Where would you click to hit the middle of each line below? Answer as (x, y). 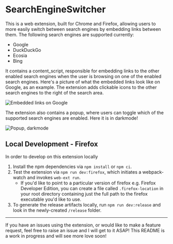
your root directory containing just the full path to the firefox (84, 194)
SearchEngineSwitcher (56, 10)
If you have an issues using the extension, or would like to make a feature (83, 225)
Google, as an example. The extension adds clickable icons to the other (81, 87)
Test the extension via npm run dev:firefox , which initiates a (77, 172)
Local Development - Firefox (52, 144)
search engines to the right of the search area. (55, 92)
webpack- (153, 172)
